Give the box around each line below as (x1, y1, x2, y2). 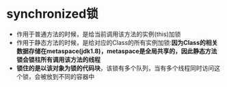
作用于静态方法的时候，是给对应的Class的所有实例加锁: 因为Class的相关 (16, 38, 218, 46)
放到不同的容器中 (46, 72, 95, 80)
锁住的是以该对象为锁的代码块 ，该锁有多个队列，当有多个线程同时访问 (16, 64, 215, 72)
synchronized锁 (6, 6, 98, 22)
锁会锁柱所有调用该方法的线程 (16, 55, 101, 63)
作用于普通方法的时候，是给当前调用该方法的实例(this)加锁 (16, 30, 181, 38)
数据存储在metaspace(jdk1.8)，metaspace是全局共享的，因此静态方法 (16, 47, 217, 55)
